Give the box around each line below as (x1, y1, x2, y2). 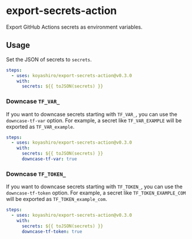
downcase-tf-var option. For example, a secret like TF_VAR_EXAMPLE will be (6, 117, 182, 124)
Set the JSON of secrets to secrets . (6, 56, 92, 63)
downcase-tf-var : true (21, 156, 77, 162)
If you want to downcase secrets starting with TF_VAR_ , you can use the (6, 110, 177, 117)
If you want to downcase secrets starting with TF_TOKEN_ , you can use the (6, 183, 183, 190)
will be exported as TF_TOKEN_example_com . (6, 196, 107, 203)
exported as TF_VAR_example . (6, 123, 75, 130)
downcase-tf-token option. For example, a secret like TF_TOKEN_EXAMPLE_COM (6, 189, 186, 196)
